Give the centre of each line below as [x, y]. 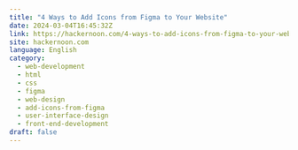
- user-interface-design [63, 116]
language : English [43, 50]
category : [27, 58]
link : [19, 34]
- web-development [51, 67]
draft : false [33, 132]
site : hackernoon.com [49, 42]
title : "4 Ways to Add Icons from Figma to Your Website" [118, 17]
